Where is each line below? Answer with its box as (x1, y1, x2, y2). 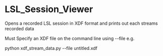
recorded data (5, 25, 34, 31)
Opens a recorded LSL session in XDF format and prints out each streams (5, 20, 158, 26)
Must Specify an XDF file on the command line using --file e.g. (5, 35, 135, 41)
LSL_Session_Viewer (5, 4, 93, 15)
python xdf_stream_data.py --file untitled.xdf (5, 45, 98, 51)
